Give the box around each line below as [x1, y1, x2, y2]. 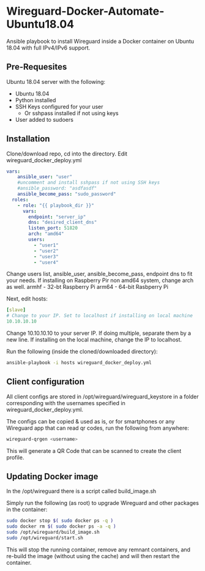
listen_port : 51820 [28, 225, 78, 231]
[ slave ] [6, 307, 26, 313]
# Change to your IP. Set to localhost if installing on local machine [6, 313, 193, 319]
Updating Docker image [6, 471, 99, 482]
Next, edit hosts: [6, 295, 48, 302]
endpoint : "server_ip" [28, 214, 86, 220]
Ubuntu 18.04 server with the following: [6, 78, 106, 85]
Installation [6, 133, 50, 144]
